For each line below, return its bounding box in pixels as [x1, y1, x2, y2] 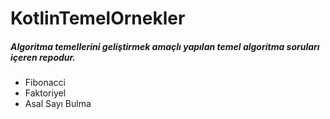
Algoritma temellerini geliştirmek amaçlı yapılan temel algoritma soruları [10, 40, 320, 52]
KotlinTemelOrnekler [10, 7, 186, 30]
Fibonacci [24, 77, 66, 89]
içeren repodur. [10, 51, 77, 63]
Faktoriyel [24, 87, 67, 99]
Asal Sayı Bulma [24, 98, 92, 110]
